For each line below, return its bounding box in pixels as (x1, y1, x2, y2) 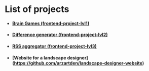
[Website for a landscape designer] (12, 54, 88, 60)
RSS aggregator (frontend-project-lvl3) (12, 43, 97, 49)
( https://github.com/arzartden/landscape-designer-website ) (12, 60, 144, 66)
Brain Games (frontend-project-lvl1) (12, 20, 90, 26)
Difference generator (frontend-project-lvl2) (12, 31, 108, 38)
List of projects (5, 3, 69, 15)
